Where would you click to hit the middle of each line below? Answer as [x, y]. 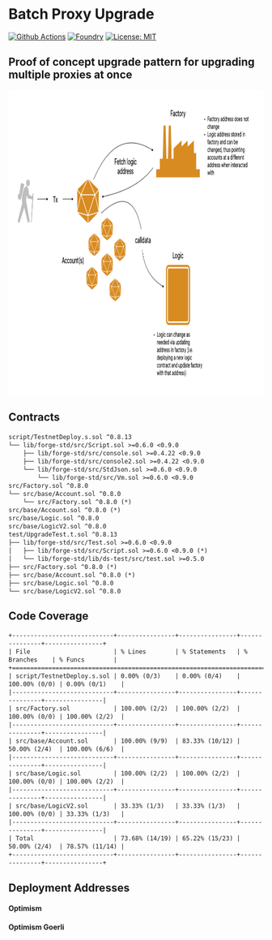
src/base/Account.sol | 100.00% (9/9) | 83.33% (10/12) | [128, 741]
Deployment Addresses [69, 888]
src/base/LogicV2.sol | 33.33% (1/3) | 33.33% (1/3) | [128, 806]
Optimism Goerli [36, 927]
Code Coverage [49, 616]
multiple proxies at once [70, 75]
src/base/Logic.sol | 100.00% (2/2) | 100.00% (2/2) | [128, 774]
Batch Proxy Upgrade [81, 14]
